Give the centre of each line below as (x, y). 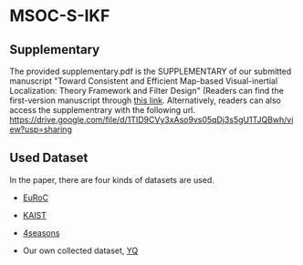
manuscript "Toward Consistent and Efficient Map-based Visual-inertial (144, 81)
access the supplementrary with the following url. (103, 110)
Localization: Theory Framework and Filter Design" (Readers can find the (147, 91)
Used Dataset (49, 158)
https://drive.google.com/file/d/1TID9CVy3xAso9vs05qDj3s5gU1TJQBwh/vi (151, 120)
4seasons (41, 232)
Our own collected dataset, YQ (80, 250)
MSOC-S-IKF (60, 16)
